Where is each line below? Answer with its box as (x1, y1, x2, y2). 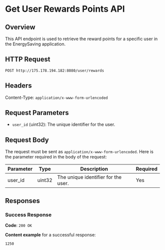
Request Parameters (5, 109, 69, 117)
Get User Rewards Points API (5, 3, 125, 15)
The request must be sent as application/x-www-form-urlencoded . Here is (5, 149, 154, 155)
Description (80, 165, 109, 172)
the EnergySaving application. (5, 41, 66, 47)
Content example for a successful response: (5, 231, 96, 238)
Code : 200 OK (5, 222, 32, 228)
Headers (5, 82, 32, 90)
